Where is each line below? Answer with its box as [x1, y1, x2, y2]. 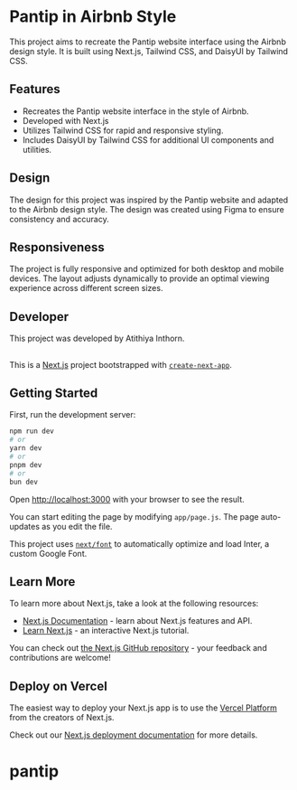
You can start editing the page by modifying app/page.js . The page [9, 511, 259, 522]
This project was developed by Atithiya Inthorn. [9, 333, 185, 344]
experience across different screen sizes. [9, 283, 163, 294]
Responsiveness [9, 240, 106, 255]
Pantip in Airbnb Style [9, 6, 177, 27]
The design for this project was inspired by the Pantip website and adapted [9, 194, 289, 205]
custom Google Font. [9, 548, 88, 559]
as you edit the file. [42, 521, 113, 531]
